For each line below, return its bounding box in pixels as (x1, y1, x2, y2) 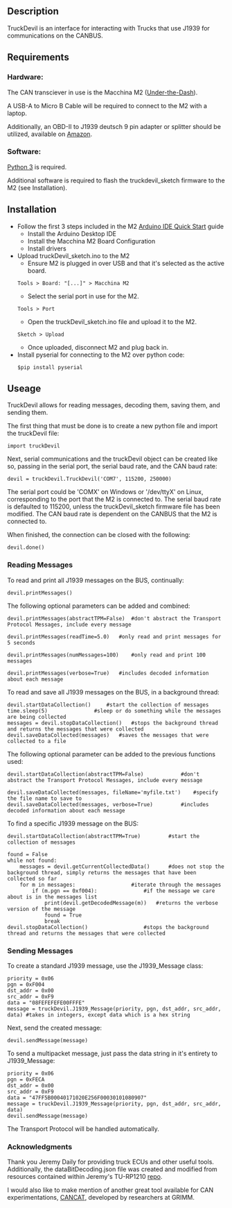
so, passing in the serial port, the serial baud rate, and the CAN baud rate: (7, 462, 217, 470)
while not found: (7, 857, 57, 864)
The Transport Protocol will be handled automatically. (7, 1125, 159, 1133)
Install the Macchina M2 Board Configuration (27, 237, 156, 245)
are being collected (7, 713, 67, 720)
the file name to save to (7, 794, 82, 802)
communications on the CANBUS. (7, 31, 104, 40)
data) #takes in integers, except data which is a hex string (7, 1012, 190, 1019)
